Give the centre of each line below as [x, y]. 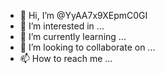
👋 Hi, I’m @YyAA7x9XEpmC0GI [83, 15]
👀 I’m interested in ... [62, 26]
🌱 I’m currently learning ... [73, 36]
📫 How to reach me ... [66, 58]
